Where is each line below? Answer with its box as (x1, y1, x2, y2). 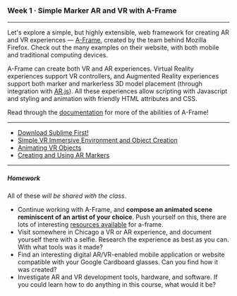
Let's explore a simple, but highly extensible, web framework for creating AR (7, 28, 229, 37)
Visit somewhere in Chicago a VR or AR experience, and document (17, 228, 212, 237)
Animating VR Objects (17, 143, 82, 152)
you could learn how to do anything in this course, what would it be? (17, 280, 217, 289)
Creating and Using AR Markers (17, 151, 110, 160)
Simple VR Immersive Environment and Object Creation (17, 136, 178, 145)
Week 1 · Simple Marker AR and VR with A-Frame (7, 6, 177, 16)
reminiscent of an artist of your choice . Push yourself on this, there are (17, 213, 227, 221)
